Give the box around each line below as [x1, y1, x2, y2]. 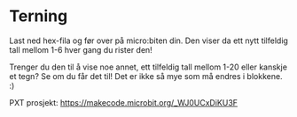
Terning [9, 6, 68, 26]
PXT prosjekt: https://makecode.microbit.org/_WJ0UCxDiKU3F [9, 97, 238, 107]
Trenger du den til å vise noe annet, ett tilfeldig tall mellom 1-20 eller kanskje [9, 62, 288, 72]
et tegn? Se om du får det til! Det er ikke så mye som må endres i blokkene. [9, 70, 283, 81]
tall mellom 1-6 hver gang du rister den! [9, 44, 152, 55]
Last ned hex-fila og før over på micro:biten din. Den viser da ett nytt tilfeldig [9, 35, 288, 46]
